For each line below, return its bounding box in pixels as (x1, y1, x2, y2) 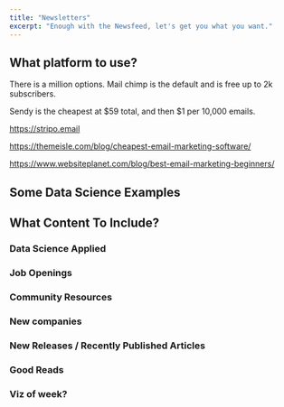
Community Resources (9, 291, 113, 303)
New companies (9, 315, 82, 328)
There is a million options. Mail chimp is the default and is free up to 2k (9, 79, 273, 90)
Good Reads (9, 363, 64, 375)
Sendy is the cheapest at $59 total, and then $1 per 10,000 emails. (9, 106, 256, 117)
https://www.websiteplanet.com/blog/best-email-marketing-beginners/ (9, 159, 275, 170)
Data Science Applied (9, 243, 107, 255)
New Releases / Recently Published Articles (9, 339, 206, 352)
